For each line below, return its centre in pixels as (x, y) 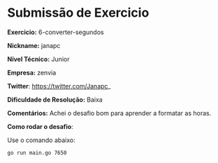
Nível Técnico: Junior (38, 59)
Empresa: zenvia (32, 72)
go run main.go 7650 (37, 153)
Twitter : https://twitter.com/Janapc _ (59, 86)
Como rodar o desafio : (40, 126)
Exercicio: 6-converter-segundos (56, 32)
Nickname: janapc (34, 45)
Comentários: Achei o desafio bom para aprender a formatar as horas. (109, 113)
